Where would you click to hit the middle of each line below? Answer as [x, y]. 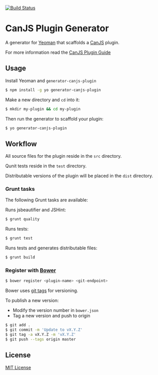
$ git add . [18, 325]
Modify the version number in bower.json [56, 310]
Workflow [21, 144]
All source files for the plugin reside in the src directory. [64, 156]
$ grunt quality [22, 219]
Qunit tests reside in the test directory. [46, 166]
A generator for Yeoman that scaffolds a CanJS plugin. [62, 42]
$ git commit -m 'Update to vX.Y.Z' [44, 330]
